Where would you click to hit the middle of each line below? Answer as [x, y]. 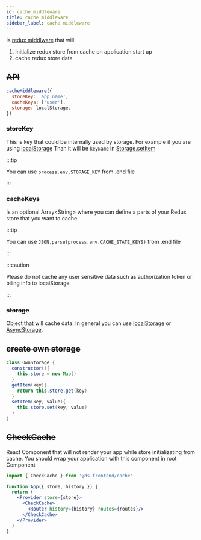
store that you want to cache [42, 219]
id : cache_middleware [33, 12]
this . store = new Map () [47, 374]
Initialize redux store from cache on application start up [83, 52]
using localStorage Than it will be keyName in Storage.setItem [81, 148]
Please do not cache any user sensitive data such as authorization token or [99, 277]
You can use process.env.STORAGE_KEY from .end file [71, 172]
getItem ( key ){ [29, 385]
